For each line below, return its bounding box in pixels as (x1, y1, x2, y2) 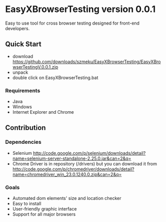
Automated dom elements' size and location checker (12, 195, 122, 201)
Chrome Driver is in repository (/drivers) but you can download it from (12, 160, 157, 166)
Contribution (5, 124, 46, 132)
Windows (12, 104, 32, 110)
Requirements (5, 87, 41, 94)
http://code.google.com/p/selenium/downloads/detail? (33, 150, 146, 156)
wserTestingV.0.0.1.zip (12, 64, 59, 70)
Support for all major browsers (12, 211, 76, 217)
